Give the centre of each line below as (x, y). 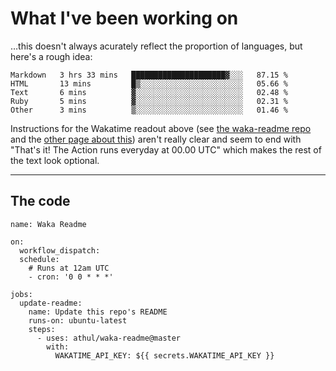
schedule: (39, 259)
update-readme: (51, 303)
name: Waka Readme (48, 224)
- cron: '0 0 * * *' (71, 277)
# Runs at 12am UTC (69, 268)
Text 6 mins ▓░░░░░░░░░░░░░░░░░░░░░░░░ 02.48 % (149, 92)
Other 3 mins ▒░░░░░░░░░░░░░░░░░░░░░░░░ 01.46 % (149, 110)
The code (40, 201)
